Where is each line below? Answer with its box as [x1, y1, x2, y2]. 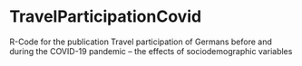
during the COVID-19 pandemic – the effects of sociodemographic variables [9, 45, 293, 56]
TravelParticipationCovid [9, 6, 202, 27]
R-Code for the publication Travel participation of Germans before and [9, 36, 272, 47]
